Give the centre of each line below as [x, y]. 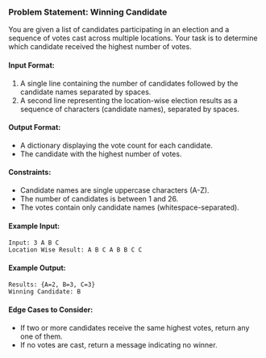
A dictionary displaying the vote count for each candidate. [116, 145]
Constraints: [30, 173]
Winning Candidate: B [45, 292]
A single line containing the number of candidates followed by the [129, 83]
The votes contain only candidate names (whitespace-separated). [129, 207]
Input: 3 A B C [34, 243]
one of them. [41, 336]
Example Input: [34, 226]
